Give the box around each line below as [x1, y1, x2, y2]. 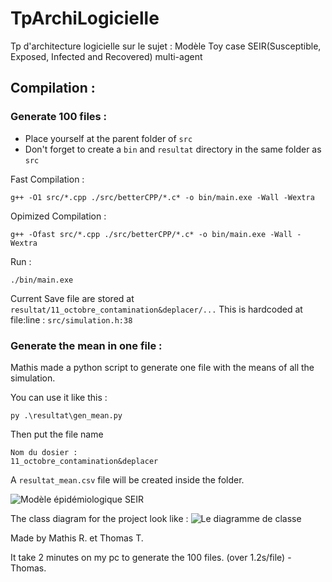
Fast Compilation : [10, 173, 85, 185]
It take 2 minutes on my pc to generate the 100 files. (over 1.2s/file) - [10, 551, 292, 563]
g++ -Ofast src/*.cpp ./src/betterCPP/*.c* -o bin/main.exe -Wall [10, 229, 293, 239]
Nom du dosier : [10, 447, 78, 457]
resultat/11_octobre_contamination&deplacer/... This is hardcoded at [10, 303, 303, 315]
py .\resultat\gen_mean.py [10, 410, 123, 421]
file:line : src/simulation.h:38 [10, 313, 133, 326]
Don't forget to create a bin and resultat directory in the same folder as [24, 143, 322, 155]
